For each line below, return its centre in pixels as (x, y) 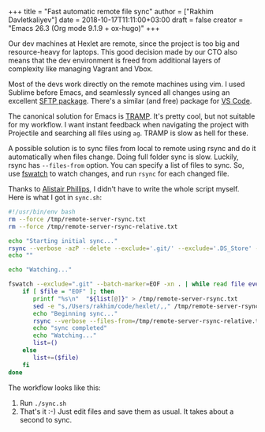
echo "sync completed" (70, 328)
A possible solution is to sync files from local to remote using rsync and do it (132, 148)
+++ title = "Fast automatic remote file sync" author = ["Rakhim (111, 11)
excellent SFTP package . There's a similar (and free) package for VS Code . (130, 101)
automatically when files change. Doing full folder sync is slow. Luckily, (123, 157)
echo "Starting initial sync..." (63, 241)
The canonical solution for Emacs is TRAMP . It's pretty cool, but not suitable (132, 116)
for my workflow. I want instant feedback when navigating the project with (129, 125)
